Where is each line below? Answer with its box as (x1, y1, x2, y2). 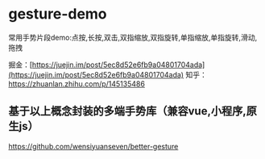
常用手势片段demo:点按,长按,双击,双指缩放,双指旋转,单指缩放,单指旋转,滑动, (8, 32, 258, 42)
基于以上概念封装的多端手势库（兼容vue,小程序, (8, 104, 247, 118)
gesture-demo (8, 5, 107, 23)
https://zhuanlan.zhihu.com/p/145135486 (8, 78, 145, 89)
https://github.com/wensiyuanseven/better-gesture (8, 141, 179, 151)
